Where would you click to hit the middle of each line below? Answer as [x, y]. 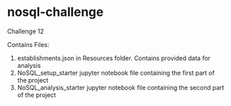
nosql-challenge [55, 12]
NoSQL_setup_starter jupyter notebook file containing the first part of [116, 73]
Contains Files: [28, 44]
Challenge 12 [26, 31]
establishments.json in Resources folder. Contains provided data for [114, 58]
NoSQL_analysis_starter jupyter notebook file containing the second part [121, 87]
